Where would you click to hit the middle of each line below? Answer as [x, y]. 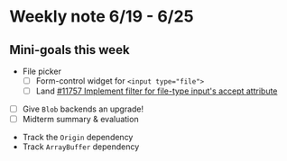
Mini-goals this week [69, 50]
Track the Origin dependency [78, 138]
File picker [42, 71]
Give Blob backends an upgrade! [83, 109]
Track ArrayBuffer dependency [81, 147]
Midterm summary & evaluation [80, 120]
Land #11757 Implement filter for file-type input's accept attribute [157, 91]
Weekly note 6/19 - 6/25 [102, 17]
